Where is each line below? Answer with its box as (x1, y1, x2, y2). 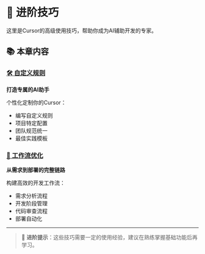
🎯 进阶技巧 (6, 5, 59, 19)
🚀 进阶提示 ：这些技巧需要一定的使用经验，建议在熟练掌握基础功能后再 (21, 233, 198, 241)
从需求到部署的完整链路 (6, 166, 65, 174)
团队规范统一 (15, 127, 48, 134)
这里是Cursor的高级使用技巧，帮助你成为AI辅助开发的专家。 (6, 27, 157, 34)
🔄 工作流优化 (6, 151, 44, 160)
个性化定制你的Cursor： (6, 99, 67, 106)
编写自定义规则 (15, 111, 53, 119)
